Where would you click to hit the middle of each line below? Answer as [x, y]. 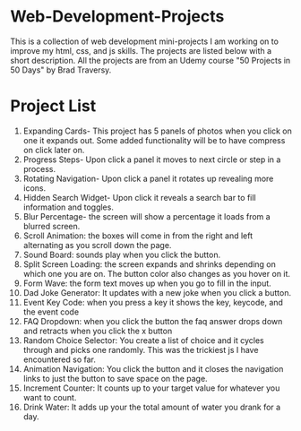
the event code [51, 312]
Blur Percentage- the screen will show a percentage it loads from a [147, 216]
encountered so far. [60, 359]
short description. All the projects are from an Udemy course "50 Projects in [150, 60]
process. [39, 168]
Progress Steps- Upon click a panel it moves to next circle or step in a [152, 159]
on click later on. [54, 150]
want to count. [50, 397]
